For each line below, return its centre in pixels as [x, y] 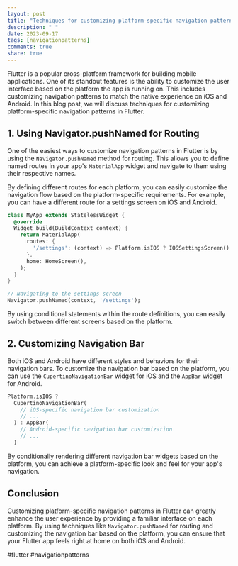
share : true [25, 54]
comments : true [30, 47]
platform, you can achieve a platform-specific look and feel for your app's [115, 464]
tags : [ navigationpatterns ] [49, 40]
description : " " [33, 27]
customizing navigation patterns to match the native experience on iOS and [117, 96]
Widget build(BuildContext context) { [71, 228]
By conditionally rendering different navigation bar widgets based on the [113, 456]
